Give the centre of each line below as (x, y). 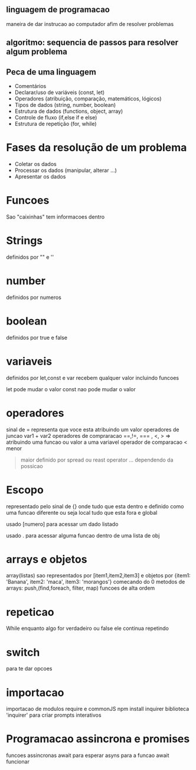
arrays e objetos (47, 559)
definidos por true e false (37, 337)
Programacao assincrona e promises (98, 739)
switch (23, 652)
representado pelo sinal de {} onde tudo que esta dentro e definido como (95, 506)
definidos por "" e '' (30, 257)
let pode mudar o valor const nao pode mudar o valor (71, 389)
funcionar (18, 762)
